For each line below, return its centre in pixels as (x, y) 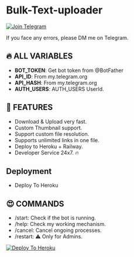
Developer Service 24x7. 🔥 (47, 152)
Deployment (29, 171)
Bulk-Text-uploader (54, 10)
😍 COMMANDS (35, 203)
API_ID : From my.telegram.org (51, 76)
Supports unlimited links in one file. (57, 140)
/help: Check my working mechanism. (60, 224)
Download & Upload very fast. (51, 121)
